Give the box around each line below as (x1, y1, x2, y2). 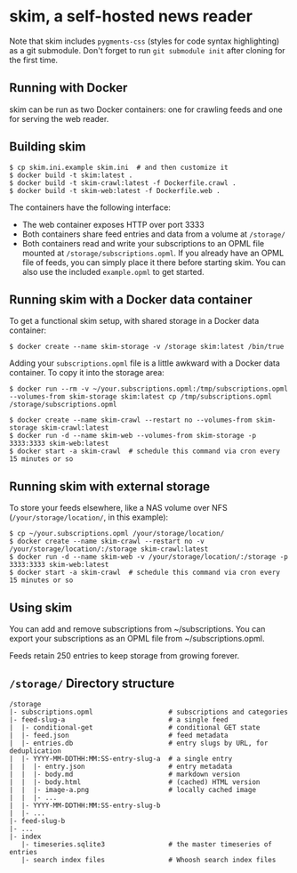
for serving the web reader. (9, 113, 109, 124)
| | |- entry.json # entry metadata (9, 762, 233, 771)
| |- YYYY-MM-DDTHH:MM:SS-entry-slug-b (9, 801, 162, 810)
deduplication (9, 746, 62, 756)
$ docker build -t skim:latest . (9, 171, 133, 180)
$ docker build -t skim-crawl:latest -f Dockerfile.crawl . (9, 178, 237, 188)
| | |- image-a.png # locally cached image (9, 785, 256, 794)
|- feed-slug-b (9, 816, 66, 825)
